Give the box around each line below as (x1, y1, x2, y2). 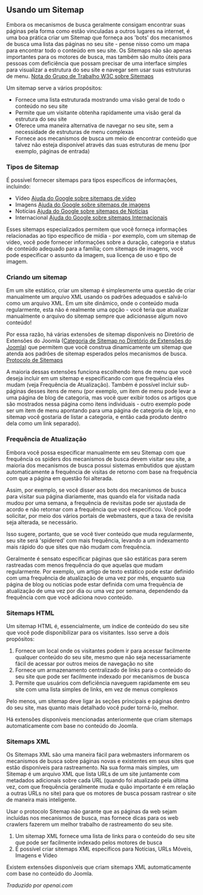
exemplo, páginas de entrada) (15, 147, 90, 155)
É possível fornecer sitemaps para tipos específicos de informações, (6, 176, 178, 184)
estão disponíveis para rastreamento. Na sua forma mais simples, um (6, 764, 179, 771)
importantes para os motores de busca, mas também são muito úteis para (6, 53, 191, 60)
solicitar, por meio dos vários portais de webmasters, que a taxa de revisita (6, 512, 194, 519)
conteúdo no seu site (15, 102, 68, 110)
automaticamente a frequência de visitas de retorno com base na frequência (6, 468, 198, 475)
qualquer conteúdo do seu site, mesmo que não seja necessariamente (15, 654, 191, 660)
